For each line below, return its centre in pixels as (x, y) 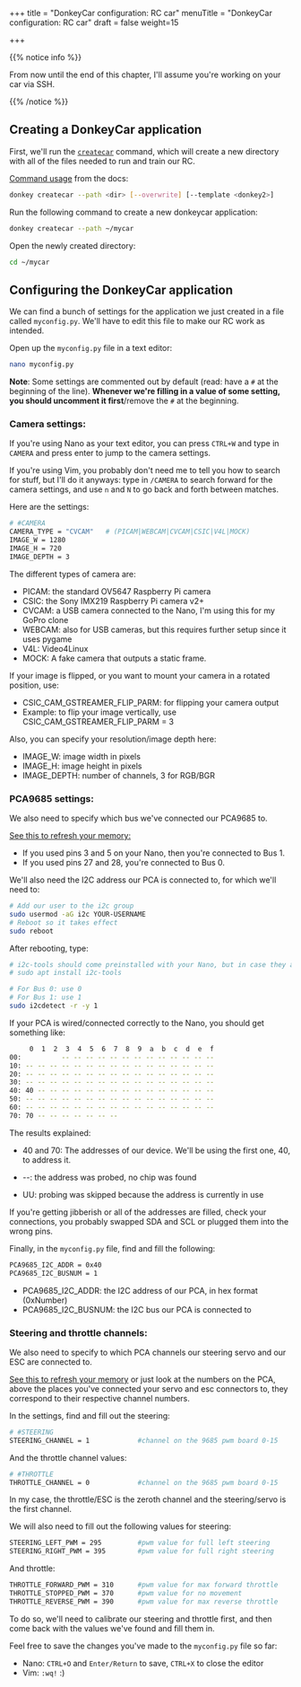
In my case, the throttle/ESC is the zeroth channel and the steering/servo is (148, 1499)
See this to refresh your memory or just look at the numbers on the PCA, (142, 1379)
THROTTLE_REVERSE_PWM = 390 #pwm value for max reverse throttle (144, 1602)
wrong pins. (31, 1231)
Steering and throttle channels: (78, 1332)
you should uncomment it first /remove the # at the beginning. (124, 401)
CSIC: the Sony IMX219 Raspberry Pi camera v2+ (113, 601)
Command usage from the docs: (69, 178)
